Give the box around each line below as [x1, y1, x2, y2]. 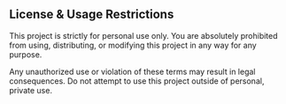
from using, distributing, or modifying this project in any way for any [9, 40, 257, 50]
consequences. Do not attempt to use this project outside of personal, [9, 75, 265, 86]
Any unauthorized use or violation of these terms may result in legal [9, 66, 256, 77]
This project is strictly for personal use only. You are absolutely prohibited [9, 30, 278, 41]
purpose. [9, 48, 43, 60]
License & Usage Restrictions [9, 7, 174, 22]
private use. [9, 85, 53, 95]
